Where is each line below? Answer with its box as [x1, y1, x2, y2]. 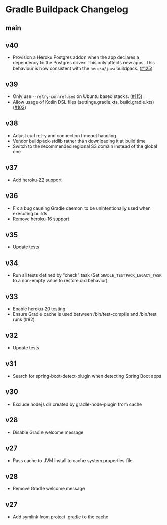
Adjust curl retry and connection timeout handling [12, 133, 116, 139]
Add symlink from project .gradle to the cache [12, 514, 109, 520]
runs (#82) [12, 316, 35, 323]
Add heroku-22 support [12, 177, 62, 183]
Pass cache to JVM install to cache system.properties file [12, 457, 133, 464]
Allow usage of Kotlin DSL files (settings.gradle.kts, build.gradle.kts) [12, 99, 154, 105]
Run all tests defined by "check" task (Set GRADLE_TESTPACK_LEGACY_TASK [12, 272, 162, 278]
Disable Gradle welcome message [12, 429, 84, 435]
